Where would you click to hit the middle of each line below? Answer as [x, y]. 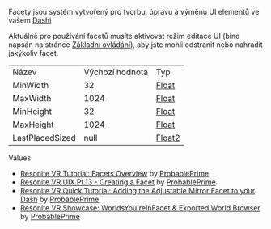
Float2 [168, 138]
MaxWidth [32, 98]
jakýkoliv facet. [34, 53]
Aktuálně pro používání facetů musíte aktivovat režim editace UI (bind [124, 36]
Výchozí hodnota [116, 72]
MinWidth [31, 85]
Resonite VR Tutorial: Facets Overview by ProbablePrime [114, 174]
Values [20, 158]
